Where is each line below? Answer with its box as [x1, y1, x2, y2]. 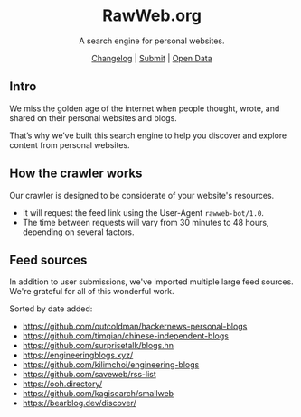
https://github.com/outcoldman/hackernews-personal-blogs [22, 321, 248, 332]
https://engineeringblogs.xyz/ [22, 349, 134, 361]
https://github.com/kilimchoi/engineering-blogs [22, 359, 200, 370]
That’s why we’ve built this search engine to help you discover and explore [9, 130, 287, 141]
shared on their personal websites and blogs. [9, 112, 178, 123]
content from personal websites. [9, 139, 130, 150]
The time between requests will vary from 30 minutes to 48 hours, [22, 217, 269, 227]
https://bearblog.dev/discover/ [22, 398, 137, 409]
